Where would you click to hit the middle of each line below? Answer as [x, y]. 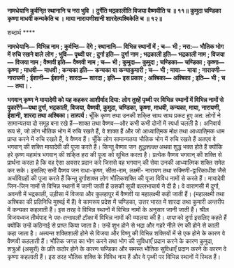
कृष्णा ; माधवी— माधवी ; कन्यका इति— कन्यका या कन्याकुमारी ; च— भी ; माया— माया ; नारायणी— [116, 70]
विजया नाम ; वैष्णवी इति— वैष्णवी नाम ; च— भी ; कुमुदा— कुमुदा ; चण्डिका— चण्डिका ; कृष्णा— [120, 62]
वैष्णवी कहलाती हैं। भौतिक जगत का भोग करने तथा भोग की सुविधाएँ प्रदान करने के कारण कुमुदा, [111, 241]
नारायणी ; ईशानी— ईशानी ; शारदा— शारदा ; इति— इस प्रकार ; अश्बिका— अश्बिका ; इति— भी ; [114, 78]
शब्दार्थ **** [21, 32]
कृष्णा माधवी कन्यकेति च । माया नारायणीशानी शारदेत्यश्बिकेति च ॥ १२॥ [85, 18]
